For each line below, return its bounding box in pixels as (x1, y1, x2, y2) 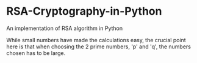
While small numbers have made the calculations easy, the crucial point (6, 36, 186, 43)
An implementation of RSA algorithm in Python (6, 24, 123, 32)
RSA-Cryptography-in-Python (6, 4, 162, 18)
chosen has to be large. (6, 49, 66, 56)
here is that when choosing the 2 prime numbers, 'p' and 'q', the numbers (6, 43, 191, 50)
